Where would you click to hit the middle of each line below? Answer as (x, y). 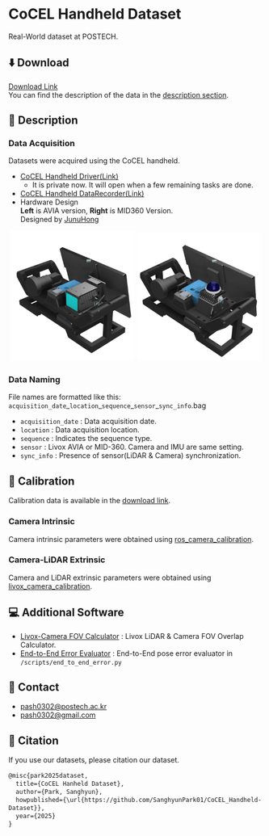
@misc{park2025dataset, (48, 776)
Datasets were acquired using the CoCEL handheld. (94, 161)
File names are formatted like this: (65, 397)
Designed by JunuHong (59, 220)
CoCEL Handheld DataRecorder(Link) (82, 194)
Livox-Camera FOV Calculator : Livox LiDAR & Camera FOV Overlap (132, 636)
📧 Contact (34, 687)
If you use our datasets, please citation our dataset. (94, 760)
